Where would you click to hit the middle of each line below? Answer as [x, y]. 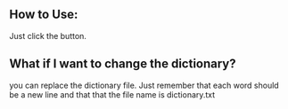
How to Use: [44, 15]
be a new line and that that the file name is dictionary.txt [112, 94]
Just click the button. [48, 35]
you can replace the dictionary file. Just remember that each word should [144, 85]
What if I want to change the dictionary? [123, 64]
